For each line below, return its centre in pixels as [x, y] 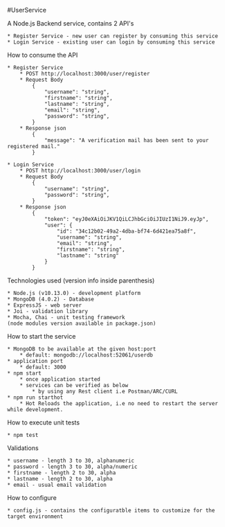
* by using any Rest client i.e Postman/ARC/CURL [105, 391]
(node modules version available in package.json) [82, 323]
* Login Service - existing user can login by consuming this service [111, 42]
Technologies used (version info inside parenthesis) [81, 280]
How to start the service [42, 336]
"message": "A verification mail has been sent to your [126, 141]
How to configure [32, 498]
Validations [23, 448]
